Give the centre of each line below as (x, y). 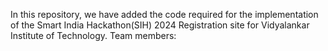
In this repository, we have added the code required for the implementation (164, 14)
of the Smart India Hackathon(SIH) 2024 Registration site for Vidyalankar (160, 25)
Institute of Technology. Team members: (93, 35)
